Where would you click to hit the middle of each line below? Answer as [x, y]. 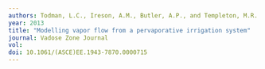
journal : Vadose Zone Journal [58, 38]
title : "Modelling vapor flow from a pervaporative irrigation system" [129, 30]
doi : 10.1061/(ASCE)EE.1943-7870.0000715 [78, 52]
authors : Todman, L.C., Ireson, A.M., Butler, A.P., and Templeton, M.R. [133, 15]
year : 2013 [26, 23]
